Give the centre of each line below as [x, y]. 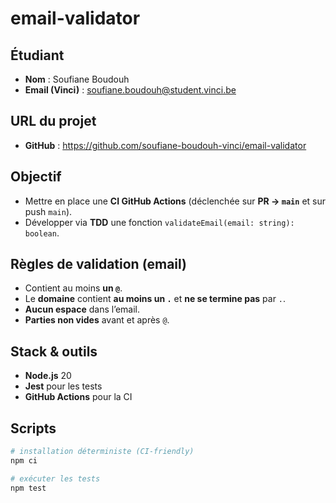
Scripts [33, 428]
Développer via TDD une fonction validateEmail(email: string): [159, 222]
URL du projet [53, 121]
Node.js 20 [48, 376]
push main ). [48, 211]
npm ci [24, 460]
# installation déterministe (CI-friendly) [102, 452]
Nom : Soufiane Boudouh [77, 79]
